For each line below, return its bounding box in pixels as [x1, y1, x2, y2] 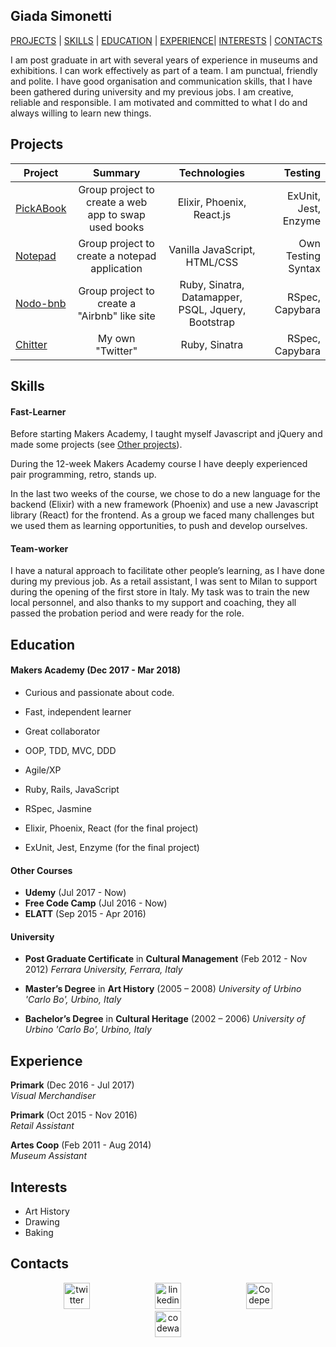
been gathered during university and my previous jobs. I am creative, [10, 85, 294, 98]
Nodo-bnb [15, 296, 67, 310]
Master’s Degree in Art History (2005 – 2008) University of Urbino [24, 983, 302, 995]
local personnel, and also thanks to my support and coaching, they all [10, 597, 297, 609]
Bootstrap [188, 315, 236, 329]
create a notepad [76, 249, 157, 263]
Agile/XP [24, 764, 62, 776]
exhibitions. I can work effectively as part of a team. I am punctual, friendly [10, 64, 318, 76]
